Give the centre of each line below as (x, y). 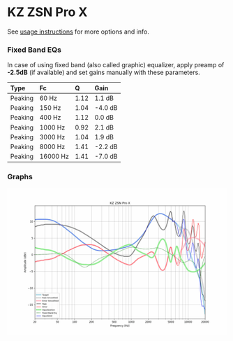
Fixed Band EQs (34, 50)
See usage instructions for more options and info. (78, 32)
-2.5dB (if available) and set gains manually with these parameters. (104, 72)
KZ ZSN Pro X (47, 12)
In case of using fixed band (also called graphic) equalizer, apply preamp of (116, 65)
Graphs (20, 176)
